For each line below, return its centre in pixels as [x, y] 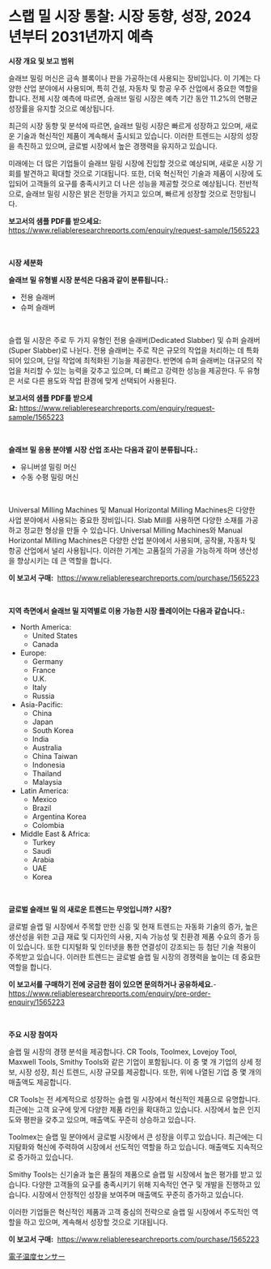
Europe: [33, 653]
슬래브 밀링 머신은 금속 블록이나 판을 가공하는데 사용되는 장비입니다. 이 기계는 [130, 78]
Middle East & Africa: [55, 834]
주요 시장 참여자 [33, 1034]
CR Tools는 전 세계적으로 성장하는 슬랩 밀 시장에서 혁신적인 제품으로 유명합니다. [134, 1099]
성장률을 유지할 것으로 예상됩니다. [61, 108]
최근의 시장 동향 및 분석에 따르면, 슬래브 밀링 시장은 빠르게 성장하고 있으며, [126, 126]
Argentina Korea [59, 817]
